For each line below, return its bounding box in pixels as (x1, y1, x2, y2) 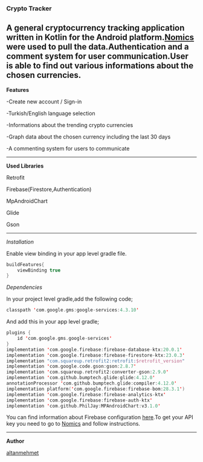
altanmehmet (6, 449, 39, 457)
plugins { (6, 330, 31, 336)
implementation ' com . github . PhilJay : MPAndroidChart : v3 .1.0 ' (6, 403, 161, 409)
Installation (6, 238, 34, 246)
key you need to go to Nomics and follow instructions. (6, 420, 141, 428)
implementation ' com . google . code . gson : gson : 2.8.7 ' (6, 363, 137, 369)
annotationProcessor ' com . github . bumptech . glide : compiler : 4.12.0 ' (6, 380, 177, 386)
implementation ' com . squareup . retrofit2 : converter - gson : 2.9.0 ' (6, 369, 169, 376)
